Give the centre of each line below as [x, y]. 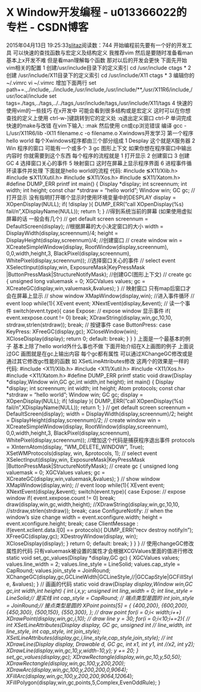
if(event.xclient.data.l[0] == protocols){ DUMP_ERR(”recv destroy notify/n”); [100, 530]
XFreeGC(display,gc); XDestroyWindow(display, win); [72, 536]
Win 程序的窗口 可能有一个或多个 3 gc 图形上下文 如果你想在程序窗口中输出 [99, 148]
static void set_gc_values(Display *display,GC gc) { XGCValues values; [93, 557]
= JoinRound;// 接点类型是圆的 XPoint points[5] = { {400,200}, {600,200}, [97, 605]
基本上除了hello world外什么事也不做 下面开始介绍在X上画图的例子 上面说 [103, 346]
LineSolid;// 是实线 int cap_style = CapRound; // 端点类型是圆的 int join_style [100, 598]
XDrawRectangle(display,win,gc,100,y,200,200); [66, 663]
